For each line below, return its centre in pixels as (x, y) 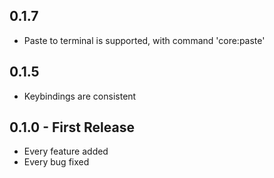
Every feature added (66, 151)
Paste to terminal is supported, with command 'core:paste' (144, 40)
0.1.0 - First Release (72, 127)
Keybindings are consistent (80, 96)
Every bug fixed (56, 162)
